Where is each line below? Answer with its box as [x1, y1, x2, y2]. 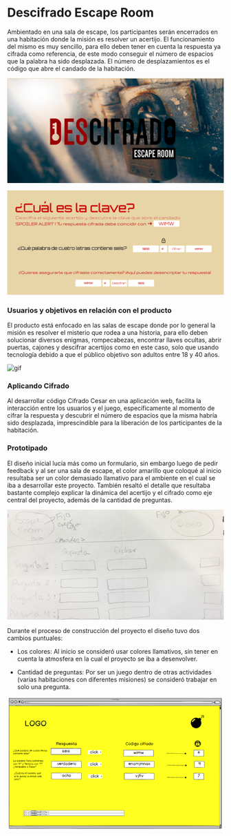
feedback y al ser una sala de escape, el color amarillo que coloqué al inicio [7, 466, 222, 474]
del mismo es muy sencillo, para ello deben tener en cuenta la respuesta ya [7, 42, 221, 50]
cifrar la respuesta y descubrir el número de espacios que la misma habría [7, 411, 218, 420]
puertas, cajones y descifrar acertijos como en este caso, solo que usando [7, 343, 219, 351]
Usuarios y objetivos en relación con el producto [7, 305, 172, 315]
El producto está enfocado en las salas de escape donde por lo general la [7, 321, 216, 329]
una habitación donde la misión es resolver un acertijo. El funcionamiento [7, 35, 215, 43]
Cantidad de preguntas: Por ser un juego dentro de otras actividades [16, 668, 212, 676]
